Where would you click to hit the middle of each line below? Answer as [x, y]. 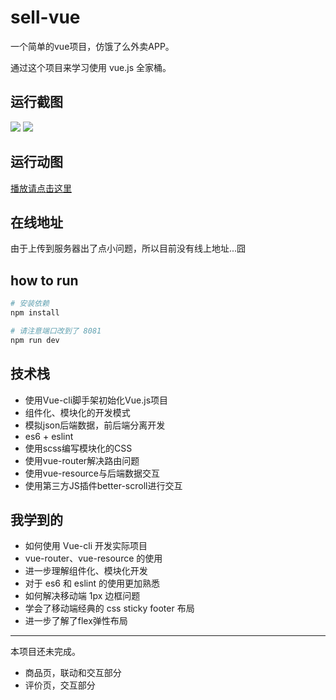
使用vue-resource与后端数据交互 [92, 473]
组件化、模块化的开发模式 [77, 412]
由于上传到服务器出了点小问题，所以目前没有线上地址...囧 [128, 248]
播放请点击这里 [41, 188]
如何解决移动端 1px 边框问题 [82, 596]
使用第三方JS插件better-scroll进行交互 [103, 485]
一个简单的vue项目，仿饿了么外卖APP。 [92, 46]
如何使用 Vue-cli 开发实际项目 [86, 546]
